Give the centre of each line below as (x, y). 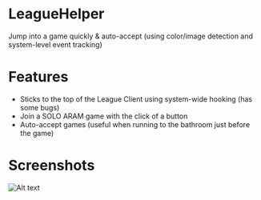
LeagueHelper (56, 14)
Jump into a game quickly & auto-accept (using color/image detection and (131, 36)
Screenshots (52, 166)
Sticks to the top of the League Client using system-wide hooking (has (136, 99)
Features (38, 77)
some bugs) (40, 107)
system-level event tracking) (55, 44)
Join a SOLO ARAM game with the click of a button (104, 116)
